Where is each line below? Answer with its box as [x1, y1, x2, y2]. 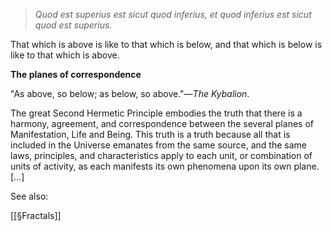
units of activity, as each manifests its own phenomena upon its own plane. [10, 160, 320, 172]
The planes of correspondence [10, 69, 142, 80]
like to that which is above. [10, 49, 120, 61]
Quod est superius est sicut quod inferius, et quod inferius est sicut [34, 9, 312, 20]
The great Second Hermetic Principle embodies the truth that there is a [10, 107, 303, 119]
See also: [10, 190, 49, 202]
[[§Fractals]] [10, 210, 62, 221]
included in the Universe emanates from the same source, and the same [10, 139, 307, 151]
